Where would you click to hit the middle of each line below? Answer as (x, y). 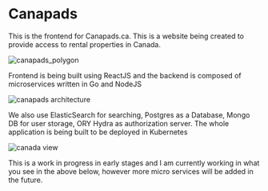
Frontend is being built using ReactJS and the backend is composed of (125, 75)
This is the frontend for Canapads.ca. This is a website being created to (126, 36)
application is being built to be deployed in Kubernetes (98, 132)
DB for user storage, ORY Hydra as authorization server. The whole (119, 123)
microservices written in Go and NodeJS (75, 84)
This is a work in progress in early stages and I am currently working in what (134, 163)
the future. (26, 180)
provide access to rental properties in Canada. (85, 44)
